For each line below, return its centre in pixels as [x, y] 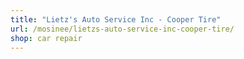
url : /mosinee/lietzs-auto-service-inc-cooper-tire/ [122, 29]
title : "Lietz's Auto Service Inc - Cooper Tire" [116, 19]
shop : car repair [46, 38]
